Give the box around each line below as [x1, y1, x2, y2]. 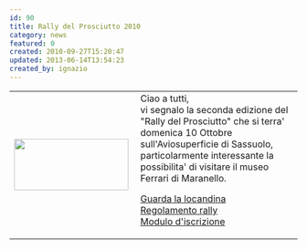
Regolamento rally [140, 203, 218, 216]
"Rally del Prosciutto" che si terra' [140, 115, 285, 128]
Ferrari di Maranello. [140, 171, 227, 184]
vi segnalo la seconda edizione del [140, 103, 289, 116]
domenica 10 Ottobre [140, 126, 233, 139]
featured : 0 [9, 38, 55, 48]
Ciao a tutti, [140, 92, 190, 105]
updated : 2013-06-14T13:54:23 [9, 56, 125, 65]
